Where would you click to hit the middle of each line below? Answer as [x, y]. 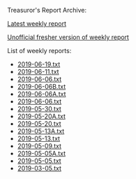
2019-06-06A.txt [41, 94]
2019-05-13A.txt [41, 131]
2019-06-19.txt [39, 64]
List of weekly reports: [39, 51]
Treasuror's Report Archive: [47, 10]
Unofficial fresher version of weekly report [68, 37]
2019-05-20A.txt [41, 116]
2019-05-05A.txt [41, 153]
